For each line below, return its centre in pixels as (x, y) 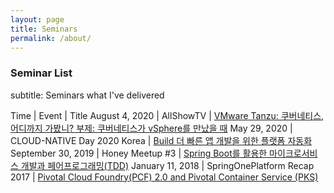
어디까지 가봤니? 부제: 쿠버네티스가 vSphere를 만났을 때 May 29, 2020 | (151, 128)
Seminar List (41, 73)
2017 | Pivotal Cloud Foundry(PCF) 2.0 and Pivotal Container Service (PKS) (164, 177)
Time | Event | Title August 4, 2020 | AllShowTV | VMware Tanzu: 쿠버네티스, (167, 115)
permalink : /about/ (51, 38)
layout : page (37, 19)
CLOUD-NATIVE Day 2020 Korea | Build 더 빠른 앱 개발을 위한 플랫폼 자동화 (161, 140)
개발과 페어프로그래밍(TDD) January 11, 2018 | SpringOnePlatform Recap (167, 165)
